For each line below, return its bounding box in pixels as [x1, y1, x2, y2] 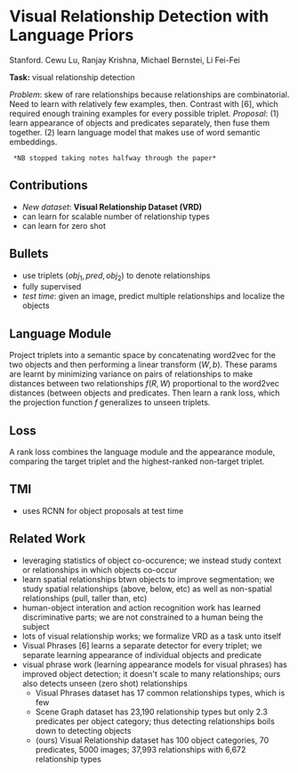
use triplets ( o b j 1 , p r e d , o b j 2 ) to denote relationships [21, 270, 211, 282]
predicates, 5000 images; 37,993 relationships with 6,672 [35, 744, 246, 754]
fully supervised [21, 281, 82, 292]
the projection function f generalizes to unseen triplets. [9, 397, 211, 408]
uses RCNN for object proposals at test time [21, 505, 184, 516]
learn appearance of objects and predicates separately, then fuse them [9, 118, 270, 128]
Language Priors [9, 25, 134, 45]
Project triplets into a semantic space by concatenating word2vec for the [9, 350, 276, 361]
